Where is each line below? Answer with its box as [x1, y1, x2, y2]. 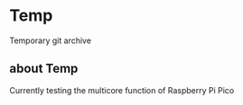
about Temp [9, 61, 79, 76]
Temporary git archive [9, 35, 92, 46]
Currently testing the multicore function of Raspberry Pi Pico [9, 84, 235, 95]
